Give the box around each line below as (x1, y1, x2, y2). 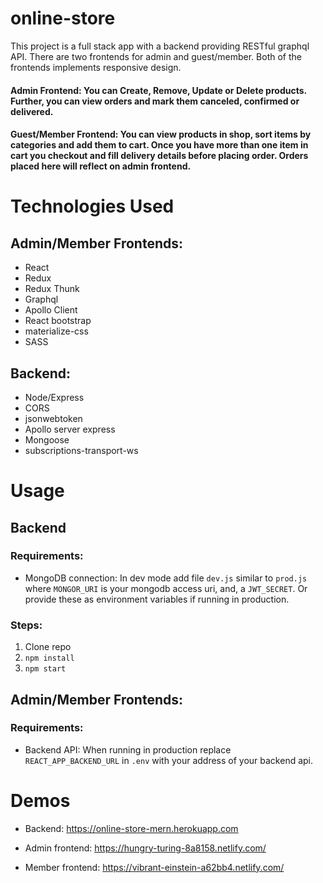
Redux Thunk (24, 283, 80, 295)
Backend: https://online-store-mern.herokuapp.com (24, 822, 239, 834)
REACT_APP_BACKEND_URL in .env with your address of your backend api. (24, 754, 314, 766)
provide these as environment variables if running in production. (24, 593, 290, 605)
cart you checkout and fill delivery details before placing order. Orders (10, 150, 309, 162)
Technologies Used (10, 195, 175, 218)
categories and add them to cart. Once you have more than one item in (10, 139, 309, 151)
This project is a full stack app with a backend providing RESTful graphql (10, 40, 310, 52)
